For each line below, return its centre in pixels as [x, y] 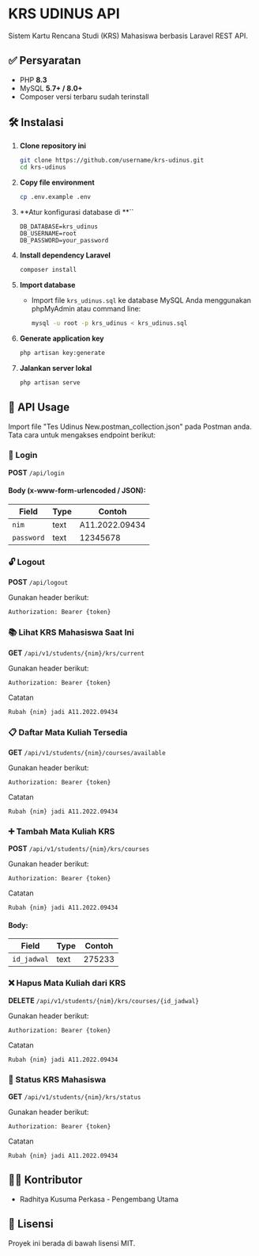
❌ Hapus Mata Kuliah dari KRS [67, 983]
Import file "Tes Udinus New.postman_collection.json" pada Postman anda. [130, 426]
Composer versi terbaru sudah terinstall [84, 97]
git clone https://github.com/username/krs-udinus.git [112, 160]
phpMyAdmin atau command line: [86, 309]
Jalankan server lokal [56, 368]
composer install [48, 270]
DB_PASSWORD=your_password [64, 241]
